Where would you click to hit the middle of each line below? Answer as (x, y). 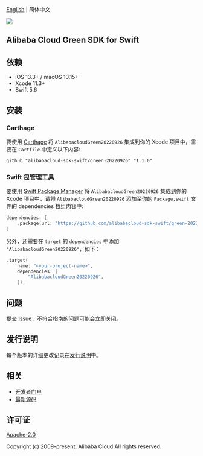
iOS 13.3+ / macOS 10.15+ (47, 77)
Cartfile (29, 150)
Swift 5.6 (26, 90)
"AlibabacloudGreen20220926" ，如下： (53, 249)
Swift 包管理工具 (30, 177)
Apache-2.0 (21, 435)
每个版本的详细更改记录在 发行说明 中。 (54, 355)
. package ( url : (35, 223)
